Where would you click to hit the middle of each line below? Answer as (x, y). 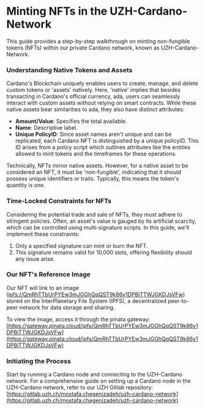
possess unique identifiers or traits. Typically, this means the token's (93, 179)
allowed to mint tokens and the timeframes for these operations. (96, 154)
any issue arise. (35, 259)
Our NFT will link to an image (43, 288)
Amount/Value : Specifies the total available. (71, 121)
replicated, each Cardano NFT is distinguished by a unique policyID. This (107, 141)
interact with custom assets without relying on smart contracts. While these (102, 103)
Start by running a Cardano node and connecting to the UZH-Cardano (94, 375)
